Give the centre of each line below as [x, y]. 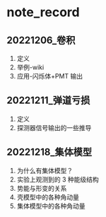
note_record [43, 12]
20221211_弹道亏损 [48, 101]
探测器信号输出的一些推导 [54, 127]
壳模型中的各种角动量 [48, 197]
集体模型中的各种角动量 [51, 206]
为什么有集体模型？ [45, 170]
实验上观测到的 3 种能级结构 [58, 179]
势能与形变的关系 [42, 188]
